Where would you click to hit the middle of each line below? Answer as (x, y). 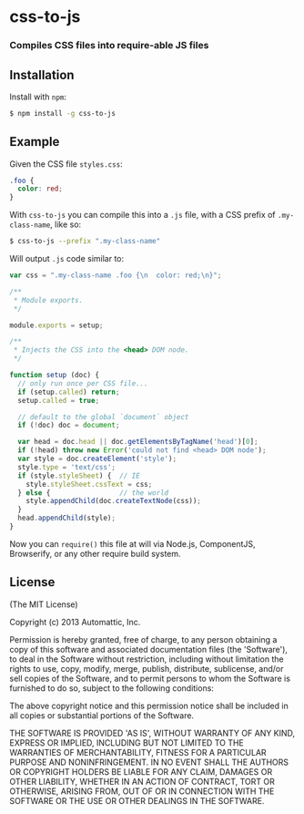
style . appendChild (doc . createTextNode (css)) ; (114, 501)
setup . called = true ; (59, 400)
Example (35, 142)
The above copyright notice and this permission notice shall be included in (149, 706)
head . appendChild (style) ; (67, 518)
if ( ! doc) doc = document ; (69, 426)
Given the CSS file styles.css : (66, 164)
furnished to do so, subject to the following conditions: (111, 688)
